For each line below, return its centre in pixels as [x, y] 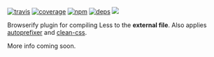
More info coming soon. [42, 46]
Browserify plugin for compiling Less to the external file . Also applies [107, 25]
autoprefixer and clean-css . [47, 32]
